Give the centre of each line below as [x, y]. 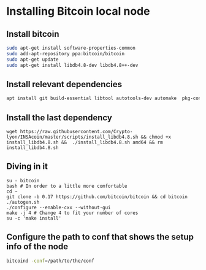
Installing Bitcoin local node [78, 11]
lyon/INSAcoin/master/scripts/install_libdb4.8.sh [72, 137]
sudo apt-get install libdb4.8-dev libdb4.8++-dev [72, 65]
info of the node [37, 247]
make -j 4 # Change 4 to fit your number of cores [72, 213]
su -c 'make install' [34, 218]
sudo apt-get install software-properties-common [71, 48]
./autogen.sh [23, 202]
